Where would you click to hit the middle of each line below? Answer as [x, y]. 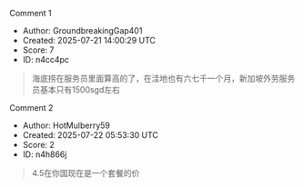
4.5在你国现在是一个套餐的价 [86, 173]
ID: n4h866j [45, 154]
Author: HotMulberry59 [66, 125]
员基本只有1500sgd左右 [76, 89]
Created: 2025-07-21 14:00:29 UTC [89, 40]
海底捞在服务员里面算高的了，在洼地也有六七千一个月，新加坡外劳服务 [163, 78]
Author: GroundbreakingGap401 [82, 30]
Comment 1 [30, 13]
